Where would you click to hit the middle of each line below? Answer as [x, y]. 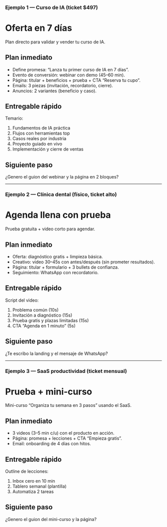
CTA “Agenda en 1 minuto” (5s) [44, 326]
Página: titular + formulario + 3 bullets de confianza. [66, 267]
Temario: [14, 118]
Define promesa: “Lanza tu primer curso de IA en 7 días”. [71, 69]
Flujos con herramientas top [41, 133]
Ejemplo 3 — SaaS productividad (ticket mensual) [66, 371]
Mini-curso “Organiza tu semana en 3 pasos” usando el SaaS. [68, 405]
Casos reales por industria [39, 139]
